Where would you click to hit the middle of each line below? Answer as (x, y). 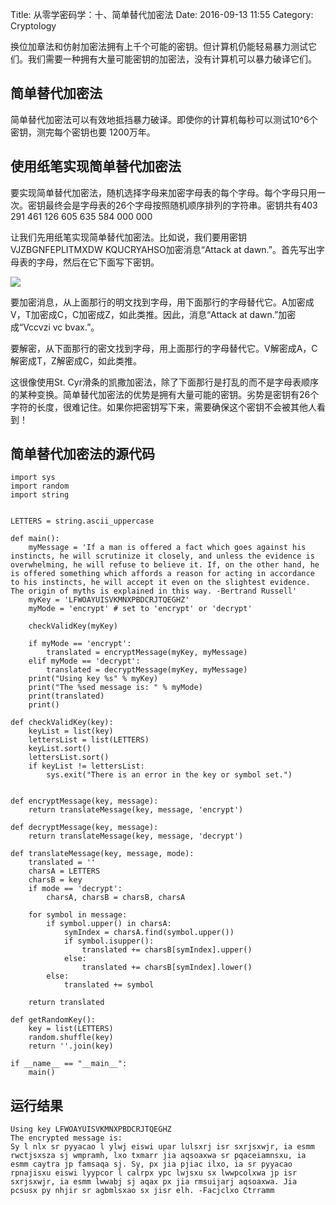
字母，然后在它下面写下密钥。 (98, 262)
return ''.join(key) (71, 1046)
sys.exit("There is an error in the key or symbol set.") (169, 775)
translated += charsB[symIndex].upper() (167, 950)
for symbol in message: (78, 915)
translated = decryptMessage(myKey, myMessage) (147, 670)
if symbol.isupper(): (109, 941)
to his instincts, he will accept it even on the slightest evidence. (160, 583)
